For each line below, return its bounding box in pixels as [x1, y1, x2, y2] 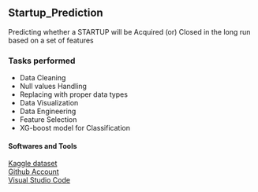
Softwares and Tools [8, 141, 77, 150]
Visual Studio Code [8, 175, 71, 185]
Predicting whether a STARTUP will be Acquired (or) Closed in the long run [8, 27, 251, 36]
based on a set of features [8, 35, 94, 45]
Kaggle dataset [8, 159, 58, 168]
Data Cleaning [19, 73, 66, 83]
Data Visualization [19, 98, 79, 108]
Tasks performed [8, 55, 76, 66]
